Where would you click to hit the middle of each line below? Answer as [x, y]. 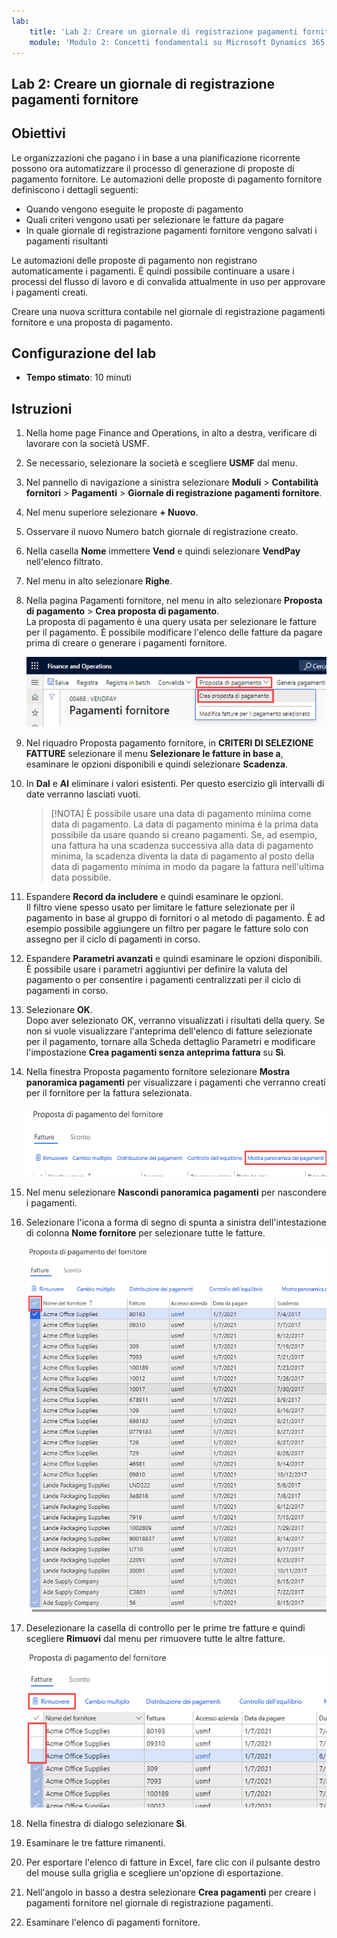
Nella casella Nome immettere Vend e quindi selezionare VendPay [163, 551]
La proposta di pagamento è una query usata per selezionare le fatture [171, 622]
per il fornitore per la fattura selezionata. [109, 1092]
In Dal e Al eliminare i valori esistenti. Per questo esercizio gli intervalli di [175, 783]
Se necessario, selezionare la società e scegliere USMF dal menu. [161, 463]
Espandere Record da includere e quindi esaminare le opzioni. [154, 896]
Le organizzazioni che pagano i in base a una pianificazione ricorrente [156, 157]
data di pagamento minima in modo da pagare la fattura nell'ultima [187, 866]
